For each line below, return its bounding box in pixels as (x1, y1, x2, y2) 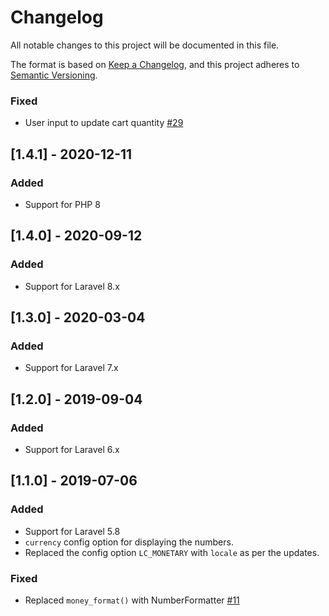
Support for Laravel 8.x (24, 280, 120, 292)
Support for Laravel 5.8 (24, 525, 121, 537)
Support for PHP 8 (24, 198, 101, 210)
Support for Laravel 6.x (24, 443, 120, 455)
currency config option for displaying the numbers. (24, 536, 234, 548)
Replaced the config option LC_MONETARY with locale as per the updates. (24, 546, 320, 558)
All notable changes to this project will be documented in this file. (10, 39, 280, 51)
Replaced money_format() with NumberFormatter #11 (24, 594, 240, 606)
